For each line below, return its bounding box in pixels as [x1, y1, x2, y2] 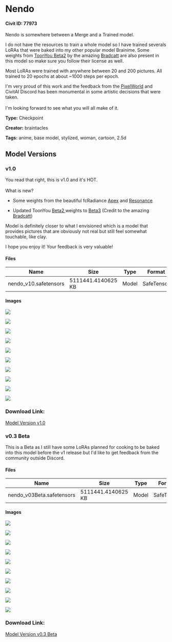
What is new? [5, 188, 34, 194]
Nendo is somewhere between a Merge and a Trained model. [5, 32, 135, 38]
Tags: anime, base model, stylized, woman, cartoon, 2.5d [5, 135, 126, 141]
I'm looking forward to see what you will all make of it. [5, 105, 119, 111]
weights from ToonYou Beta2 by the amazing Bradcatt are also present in [5, 52, 160, 59]
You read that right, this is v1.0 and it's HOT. [5, 177, 98, 183]
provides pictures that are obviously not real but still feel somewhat [5, 229, 147, 235]
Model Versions [5, 150, 57, 158]
